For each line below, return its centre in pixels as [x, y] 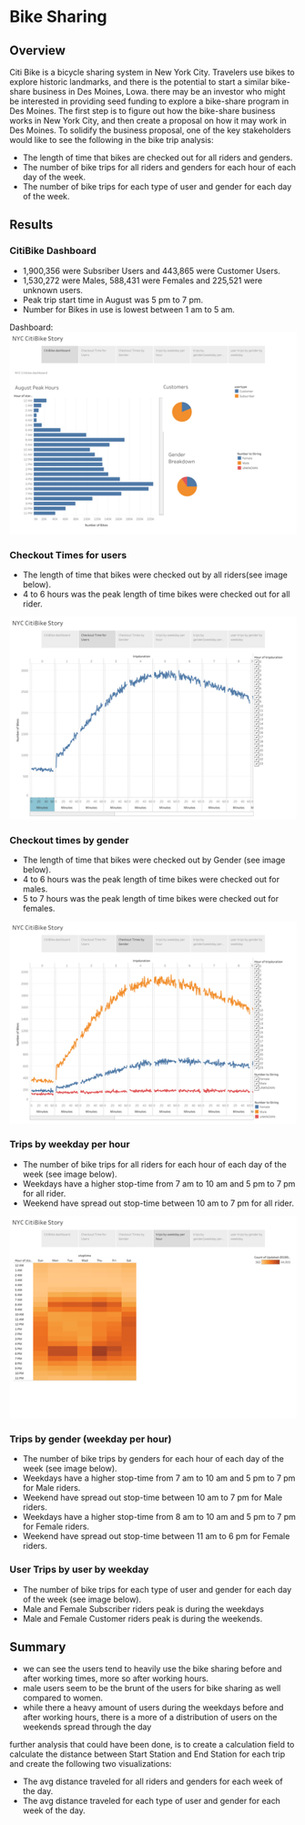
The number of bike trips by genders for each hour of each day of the [153, 1459]
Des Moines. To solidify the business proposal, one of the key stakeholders [150, 130]
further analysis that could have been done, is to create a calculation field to [152, 1745]
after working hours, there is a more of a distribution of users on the [150, 1718]
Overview [38, 51]
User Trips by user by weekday [79, 1570]
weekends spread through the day [87, 1727]
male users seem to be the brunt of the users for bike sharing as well [152, 1688]
